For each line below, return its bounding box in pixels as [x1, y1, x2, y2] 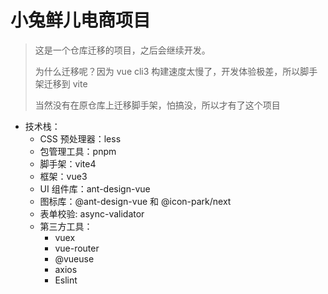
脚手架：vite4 [39, 157, 97, 170]
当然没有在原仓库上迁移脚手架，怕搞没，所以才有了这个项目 [34, 99, 281, 111]
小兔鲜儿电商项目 [10, 9, 152, 32]
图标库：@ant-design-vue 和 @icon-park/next [39, 195, 232, 207]
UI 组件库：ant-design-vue [39, 182, 151, 195]
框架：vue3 [39, 170, 88, 182]
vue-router [54, 242, 100, 254]
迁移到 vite [43, 77, 88, 90]
